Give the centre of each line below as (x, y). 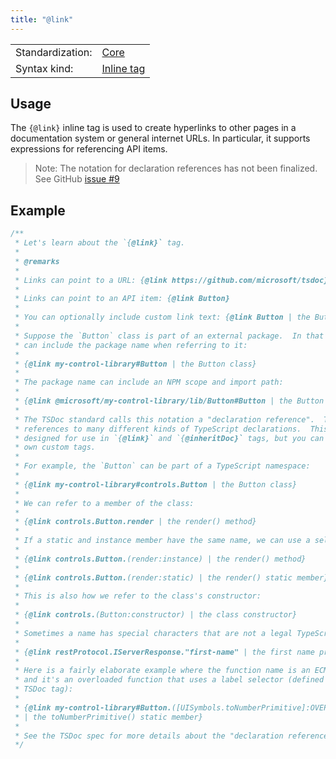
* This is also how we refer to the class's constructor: (138, 596)
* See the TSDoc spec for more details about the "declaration (149, 736)
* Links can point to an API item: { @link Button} (122, 299)
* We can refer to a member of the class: (104, 503)
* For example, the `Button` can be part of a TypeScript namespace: (162, 466)
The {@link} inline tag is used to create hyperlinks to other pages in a (153, 128)
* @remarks (37, 261)
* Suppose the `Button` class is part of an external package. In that (169, 336)
